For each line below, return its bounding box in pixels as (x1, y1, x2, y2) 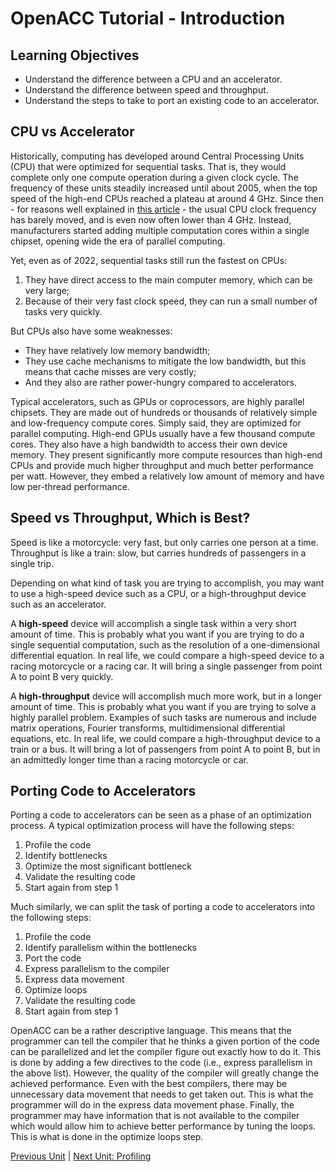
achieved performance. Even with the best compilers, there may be (10, 1078, 288, 1090)
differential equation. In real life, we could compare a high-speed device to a (10, 649, 325, 661)
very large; (24, 284, 70, 296)
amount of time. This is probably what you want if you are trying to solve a (10, 700, 317, 712)
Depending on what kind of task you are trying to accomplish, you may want (10, 577, 325, 589)
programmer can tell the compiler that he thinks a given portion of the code (10, 1035, 321, 1047)
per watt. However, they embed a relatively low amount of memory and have (10, 470, 325, 482)
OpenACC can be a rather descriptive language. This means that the (10, 1025, 292, 1037)
